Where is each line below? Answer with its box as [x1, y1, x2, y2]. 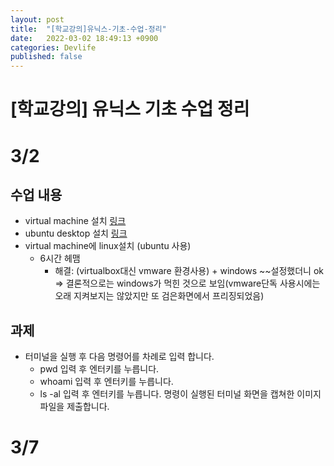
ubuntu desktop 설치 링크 [24, 227, 128, 240]
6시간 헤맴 [39, 252, 81, 265]
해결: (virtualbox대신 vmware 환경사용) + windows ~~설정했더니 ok [54, 265, 324, 277]
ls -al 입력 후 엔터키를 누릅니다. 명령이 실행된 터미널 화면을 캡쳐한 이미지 [39, 388, 322, 400]
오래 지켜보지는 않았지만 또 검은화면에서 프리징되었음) [54, 290, 265, 302]
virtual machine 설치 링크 [24, 215, 127, 227]
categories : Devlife [10, 42, 97, 53]
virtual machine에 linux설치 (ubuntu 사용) [24, 240, 192, 252]
